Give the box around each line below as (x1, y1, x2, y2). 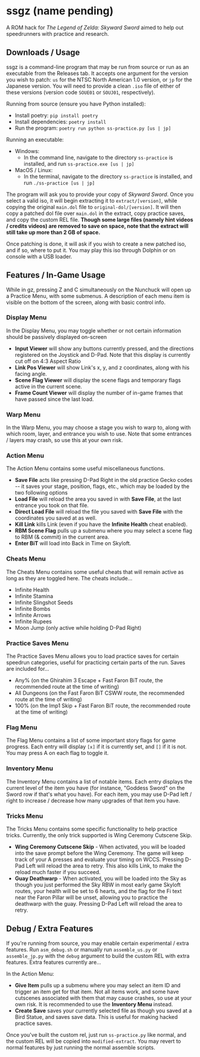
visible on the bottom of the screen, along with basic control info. (6, 299, 165, 306)
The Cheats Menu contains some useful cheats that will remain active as (6, 568, 184, 576)
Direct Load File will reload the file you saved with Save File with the (14, 508, 183, 515)
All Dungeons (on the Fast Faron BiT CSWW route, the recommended (14, 689, 185, 697)
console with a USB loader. (6, 253, 73, 260)
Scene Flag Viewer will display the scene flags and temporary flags (14, 377, 182, 384)
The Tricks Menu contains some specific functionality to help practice (6, 825, 177, 832)
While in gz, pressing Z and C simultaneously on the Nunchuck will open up (6, 286, 192, 293)
